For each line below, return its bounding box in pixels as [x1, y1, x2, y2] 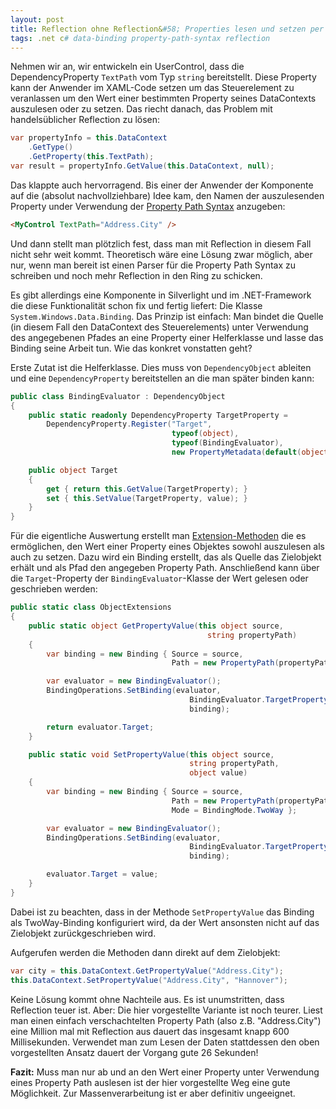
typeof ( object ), [171, 429, 240, 439]
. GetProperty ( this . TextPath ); [28, 152, 155, 162]
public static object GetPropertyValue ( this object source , [28, 621, 284, 631]
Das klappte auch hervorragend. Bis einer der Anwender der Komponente [10, 179, 314, 191]
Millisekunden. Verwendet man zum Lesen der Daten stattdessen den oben [10, 1036, 320, 1048]
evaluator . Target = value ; [46, 869, 159, 880]
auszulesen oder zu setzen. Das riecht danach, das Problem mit [10, 103, 273, 115]
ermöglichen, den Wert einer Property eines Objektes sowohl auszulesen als [10, 541, 325, 553]
